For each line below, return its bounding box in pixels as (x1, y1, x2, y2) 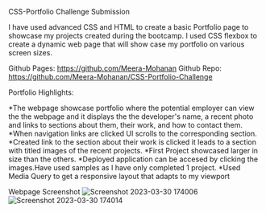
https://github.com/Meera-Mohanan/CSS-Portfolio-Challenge (8, 72, 213, 81)
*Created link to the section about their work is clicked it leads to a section (8, 137, 256, 147)
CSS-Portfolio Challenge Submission (8, 7, 131, 16)
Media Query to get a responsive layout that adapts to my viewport (8, 172, 231, 181)
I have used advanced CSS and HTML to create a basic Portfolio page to (8, 22, 249, 31)
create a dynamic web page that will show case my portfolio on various (8, 39, 245, 49)
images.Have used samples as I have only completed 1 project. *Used (8, 163, 241, 172)
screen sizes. (8, 48, 52, 57)
